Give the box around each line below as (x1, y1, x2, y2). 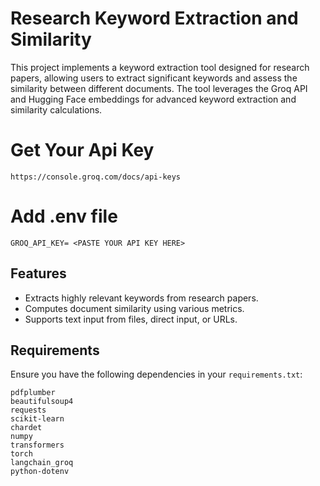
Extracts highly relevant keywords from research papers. (24, 292, 259, 304)
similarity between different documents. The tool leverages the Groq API (10, 82, 308, 94)
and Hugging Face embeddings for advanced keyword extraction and (10, 93, 297, 105)
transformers (10, 440, 65, 451)
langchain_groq (10, 458, 74, 468)
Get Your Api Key (10, 139, 155, 162)
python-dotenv (10, 467, 70, 477)
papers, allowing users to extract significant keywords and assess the (10, 72, 298, 84)
